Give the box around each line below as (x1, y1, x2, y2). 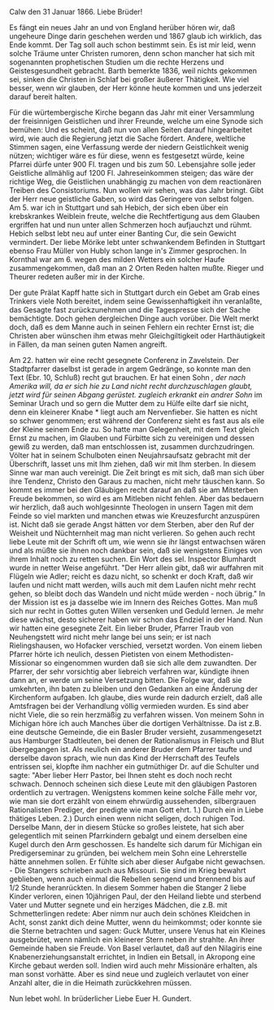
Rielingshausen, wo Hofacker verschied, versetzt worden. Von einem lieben (9, 641, 263, 650)
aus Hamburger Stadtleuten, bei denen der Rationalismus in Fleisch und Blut (9, 736, 264, 745)
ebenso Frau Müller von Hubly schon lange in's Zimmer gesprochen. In (9, 246, 247, 256)
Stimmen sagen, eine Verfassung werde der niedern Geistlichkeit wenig (9, 142, 249, 151)
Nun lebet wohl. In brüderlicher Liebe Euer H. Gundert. (9, 994, 192, 1003)
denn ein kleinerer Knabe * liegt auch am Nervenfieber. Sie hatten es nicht (9, 407, 259, 417)
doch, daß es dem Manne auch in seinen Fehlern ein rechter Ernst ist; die (9, 322, 254, 332)
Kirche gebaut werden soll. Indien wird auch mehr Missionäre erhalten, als (9, 960, 259, 970)
